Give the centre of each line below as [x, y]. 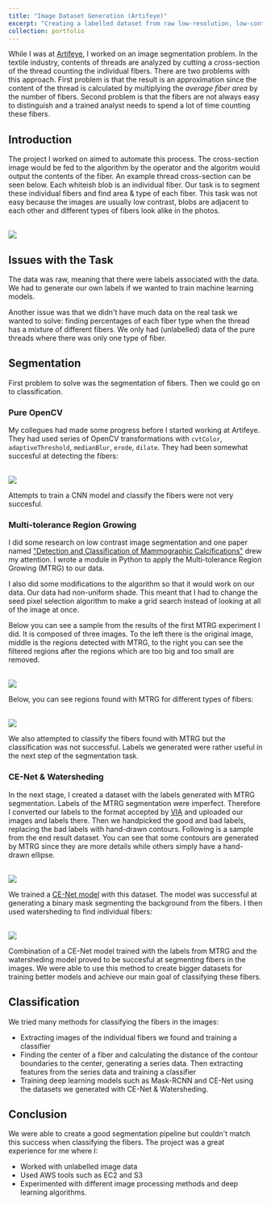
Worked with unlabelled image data [79, 1167]
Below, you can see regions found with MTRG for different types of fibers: [131, 699]
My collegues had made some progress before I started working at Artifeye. [134, 431]
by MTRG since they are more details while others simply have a [115, 846]
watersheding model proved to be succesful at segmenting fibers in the [127, 959]
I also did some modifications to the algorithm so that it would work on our [132, 584]
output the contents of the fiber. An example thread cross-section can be [130, 176]
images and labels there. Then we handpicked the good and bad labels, [127, 820]
